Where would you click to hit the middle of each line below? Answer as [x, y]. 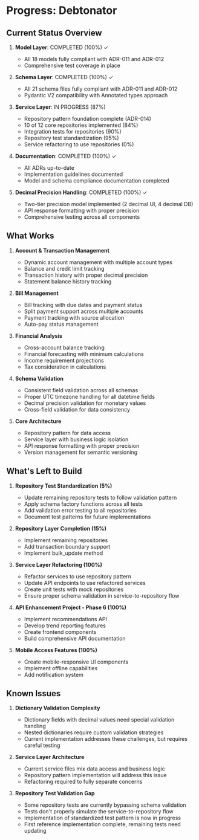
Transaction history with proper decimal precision [86, 275]
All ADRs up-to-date [49, 168]
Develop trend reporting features [65, 625]
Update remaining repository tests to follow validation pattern [100, 497]
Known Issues [34, 693]
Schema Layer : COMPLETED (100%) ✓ [64, 77]
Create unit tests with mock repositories [74, 589]
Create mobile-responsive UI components [76, 662]
